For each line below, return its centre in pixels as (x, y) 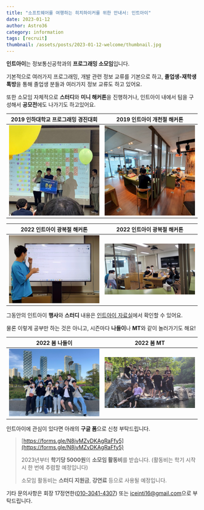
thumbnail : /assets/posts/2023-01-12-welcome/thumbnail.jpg (84, 45)
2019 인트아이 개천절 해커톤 (150, 119)
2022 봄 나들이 (54, 342)
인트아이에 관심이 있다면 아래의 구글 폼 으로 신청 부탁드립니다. (78, 429)
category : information (35, 32)
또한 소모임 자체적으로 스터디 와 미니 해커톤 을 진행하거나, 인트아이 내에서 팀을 (97, 97)
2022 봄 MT (150, 342)
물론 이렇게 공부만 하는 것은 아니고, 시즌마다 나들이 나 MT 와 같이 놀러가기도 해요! (101, 328)
